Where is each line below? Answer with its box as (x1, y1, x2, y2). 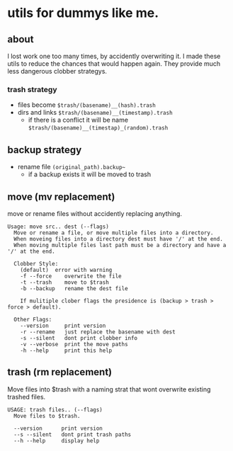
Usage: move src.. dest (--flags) (7, 223, 110, 230)
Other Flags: (13, 316, 52, 323)
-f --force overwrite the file (20, 273, 122, 280)
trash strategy (7, 84, 57, 94)
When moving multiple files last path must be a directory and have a (13, 241, 227, 249)
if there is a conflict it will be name (28, 115, 129, 125)
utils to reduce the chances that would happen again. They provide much (7, 59, 221, 68)
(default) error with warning (20, 266, 113, 273)
